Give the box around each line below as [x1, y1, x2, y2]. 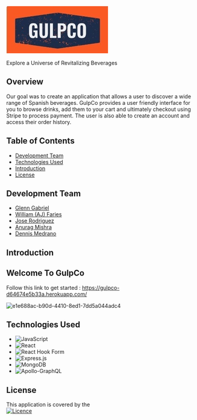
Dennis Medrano [14, 230, 57, 237]
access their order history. [6, 118, 72, 125]
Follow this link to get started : [6, 284, 81, 291]
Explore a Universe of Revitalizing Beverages [6, 60, 117, 66]
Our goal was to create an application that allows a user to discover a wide [6, 93, 192, 100]
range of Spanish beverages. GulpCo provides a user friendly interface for [6, 99, 191, 106]
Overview [6, 77, 44, 87]
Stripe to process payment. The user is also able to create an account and [6, 111, 190, 119]
